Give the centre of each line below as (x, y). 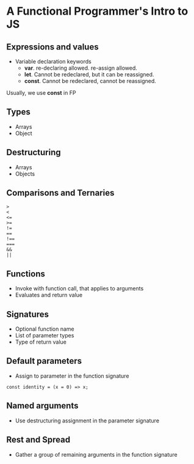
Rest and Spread (38, 440)
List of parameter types (45, 336)
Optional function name (45, 329)
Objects (25, 174)
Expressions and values (52, 47)
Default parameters (44, 361)
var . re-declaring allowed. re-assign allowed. (81, 68)
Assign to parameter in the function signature (72, 376)
